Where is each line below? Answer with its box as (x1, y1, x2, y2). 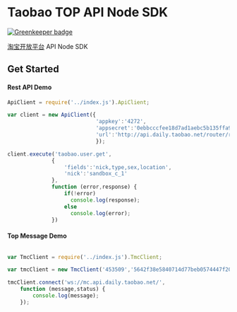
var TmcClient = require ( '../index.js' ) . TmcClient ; (7, 253, 162, 260)
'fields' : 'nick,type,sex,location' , (63, 163, 172, 171)
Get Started (7, 63, 59, 75)
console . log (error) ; (70, 209, 131, 216)
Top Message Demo (7, 231, 67, 240)
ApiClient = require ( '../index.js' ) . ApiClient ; (7, 98, 150, 106)
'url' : (95, 132, 115, 139)
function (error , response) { (51, 183, 138, 191)
